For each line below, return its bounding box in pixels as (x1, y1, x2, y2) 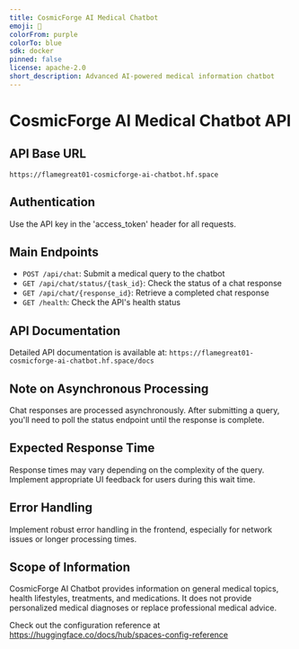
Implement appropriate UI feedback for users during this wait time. (9, 473, 256, 484)
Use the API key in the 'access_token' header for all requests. (9, 218, 236, 230)
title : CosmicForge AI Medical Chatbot (9, 13, 159, 23)
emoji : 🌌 (9, 22, 42, 31)
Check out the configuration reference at (9, 620, 161, 631)
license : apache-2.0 (9, 64, 87, 73)
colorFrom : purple (9, 30, 78, 39)
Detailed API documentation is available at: (9, 347, 168, 358)
